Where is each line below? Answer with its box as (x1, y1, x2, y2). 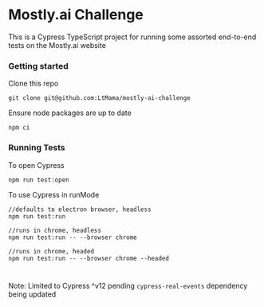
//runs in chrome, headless (8, 226, 102, 234)
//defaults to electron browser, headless (8, 205, 152, 213)
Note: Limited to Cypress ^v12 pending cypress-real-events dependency (8, 281, 248, 290)
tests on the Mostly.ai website (8, 40, 106, 50)
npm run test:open (8, 176, 69, 184)
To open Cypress (8, 160, 65, 169)
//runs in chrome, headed (8, 247, 94, 255)
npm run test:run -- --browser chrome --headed (8, 254, 170, 262)
